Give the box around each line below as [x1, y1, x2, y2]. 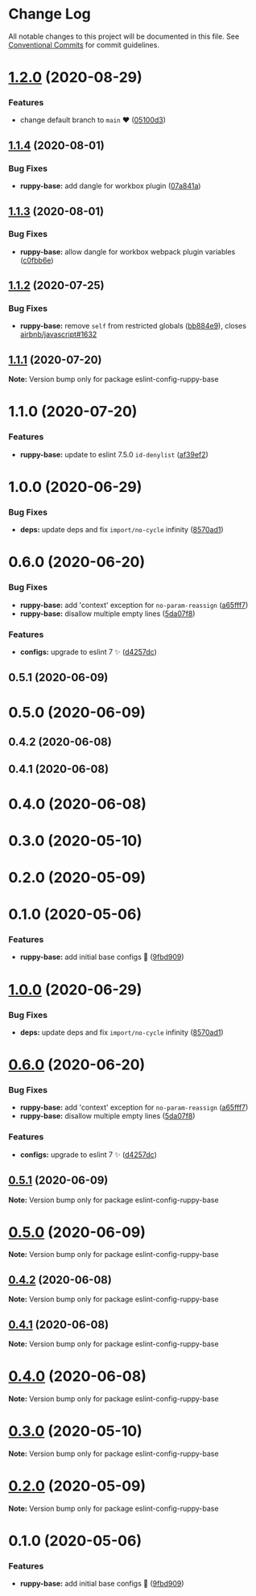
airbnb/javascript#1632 [19, 329, 97, 339]
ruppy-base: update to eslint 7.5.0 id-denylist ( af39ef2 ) [19, 449, 209, 459]
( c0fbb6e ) [19, 255, 54, 265]
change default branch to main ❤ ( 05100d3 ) [19, 115, 167, 125]
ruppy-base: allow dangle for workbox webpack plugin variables [19, 246, 236, 256]
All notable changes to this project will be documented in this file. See [8, 31, 240, 41]
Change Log [8, 5, 91, 23]
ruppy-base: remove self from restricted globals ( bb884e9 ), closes [19, 321, 247, 331]
